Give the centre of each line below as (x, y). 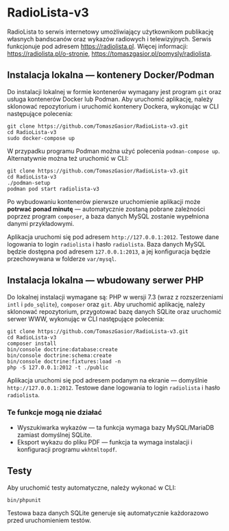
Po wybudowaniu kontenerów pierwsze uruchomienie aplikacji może (104, 201)
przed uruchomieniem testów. (49, 520)
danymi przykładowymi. (41, 223)
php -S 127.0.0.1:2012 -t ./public (58, 368)
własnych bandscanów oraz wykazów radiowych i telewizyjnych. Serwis (109, 38)
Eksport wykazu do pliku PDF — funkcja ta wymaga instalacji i (105, 442)
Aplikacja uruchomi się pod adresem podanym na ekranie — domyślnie (107, 380)
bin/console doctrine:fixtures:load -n (64, 361)
